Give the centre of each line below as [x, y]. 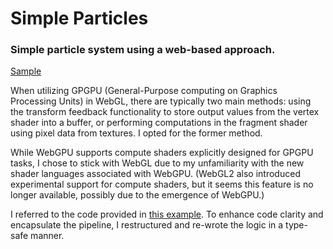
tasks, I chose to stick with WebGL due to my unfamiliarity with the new [157, 163]
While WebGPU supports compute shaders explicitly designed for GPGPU [162, 153]
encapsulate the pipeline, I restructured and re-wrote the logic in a [147, 225]
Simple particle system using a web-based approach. [143, 50]
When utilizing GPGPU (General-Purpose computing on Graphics [144, 91]
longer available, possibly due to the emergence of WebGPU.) [137, 195]
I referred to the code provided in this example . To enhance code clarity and [167, 214]
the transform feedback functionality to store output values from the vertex [165, 112]
